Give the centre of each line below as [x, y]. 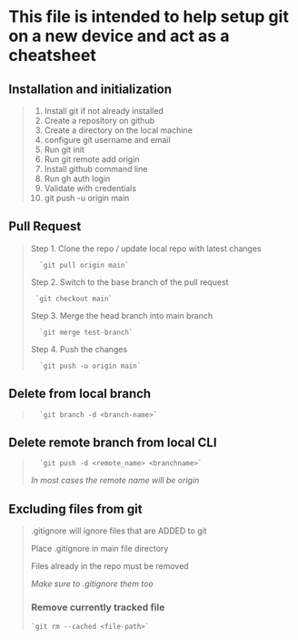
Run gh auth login [77, 178]
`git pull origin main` [84, 265]
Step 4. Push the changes [79, 349]
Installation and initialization [90, 89]
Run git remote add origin [92, 159]
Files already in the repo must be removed [109, 566]
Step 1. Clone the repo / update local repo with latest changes [146, 249]
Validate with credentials [90, 188]
